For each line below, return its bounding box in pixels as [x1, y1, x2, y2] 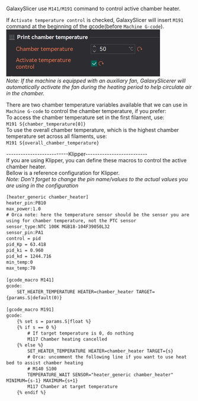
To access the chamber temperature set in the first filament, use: [6, 114, 165, 121]
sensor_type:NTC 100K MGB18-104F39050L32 [6, 224, 110, 230]
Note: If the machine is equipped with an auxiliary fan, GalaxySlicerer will [6, 77, 186, 84]
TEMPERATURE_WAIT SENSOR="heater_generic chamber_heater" [27, 372, 174, 378]
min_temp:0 [6, 259, 33, 265]
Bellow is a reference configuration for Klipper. [6, 169, 120, 177]
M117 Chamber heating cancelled [27, 336, 108, 342]
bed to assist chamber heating [6, 360, 84, 366]
